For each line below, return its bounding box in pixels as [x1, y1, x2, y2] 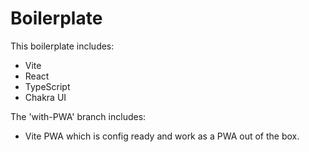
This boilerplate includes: [10, 40, 115, 52]
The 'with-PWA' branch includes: [10, 110, 147, 122]
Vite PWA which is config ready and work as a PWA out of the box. [24, 130, 300, 142]
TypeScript [24, 80, 71, 92]
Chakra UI [24, 91, 67, 103]
